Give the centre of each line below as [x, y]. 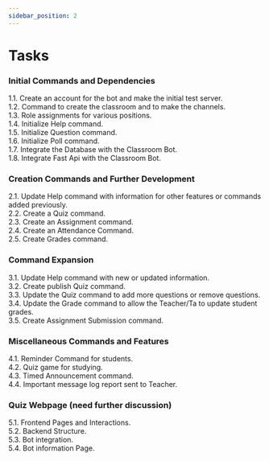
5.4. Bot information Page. [52, 448]
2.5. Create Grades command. [58, 239]
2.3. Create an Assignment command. [71, 222]
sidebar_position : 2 [43, 16]
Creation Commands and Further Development [102, 179]
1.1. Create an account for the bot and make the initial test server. [116, 98]
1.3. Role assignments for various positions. [80, 115]
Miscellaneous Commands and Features [89, 341]
